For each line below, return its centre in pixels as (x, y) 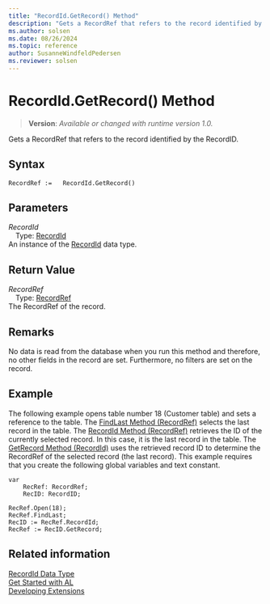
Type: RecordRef (43, 298)
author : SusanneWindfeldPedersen (65, 53)
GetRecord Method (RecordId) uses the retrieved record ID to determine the (135, 448)
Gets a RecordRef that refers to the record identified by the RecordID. (123, 139)
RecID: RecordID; (52, 494)
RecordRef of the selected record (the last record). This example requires (131, 456)
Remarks (32, 332)
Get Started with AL (41, 582)
